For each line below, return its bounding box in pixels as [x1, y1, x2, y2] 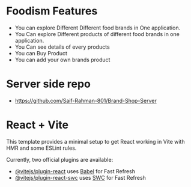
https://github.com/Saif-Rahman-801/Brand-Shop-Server [14, 97, 157, 104]
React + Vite [6, 118, 69, 132]
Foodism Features [6, 4, 98, 18]
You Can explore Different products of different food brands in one [14, 30, 180, 37]
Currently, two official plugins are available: [6, 156, 114, 163]
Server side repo [6, 77, 91, 91]
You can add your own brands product [14, 56, 111, 63]
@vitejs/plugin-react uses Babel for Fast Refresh [14, 167, 136, 175]
